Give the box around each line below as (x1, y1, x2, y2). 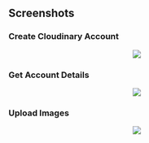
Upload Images (8, 107, 69, 119)
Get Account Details (8, 69, 90, 80)
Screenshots (8, 6, 75, 20)
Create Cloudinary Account (8, 31, 120, 42)
